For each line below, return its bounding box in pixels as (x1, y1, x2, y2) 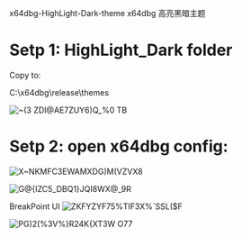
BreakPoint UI (9, 201, 60, 212)
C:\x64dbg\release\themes (9, 87, 110, 97)
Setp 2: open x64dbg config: (9, 136, 229, 157)
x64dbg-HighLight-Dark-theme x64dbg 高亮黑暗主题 (9, 8, 206, 18)
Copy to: (9, 69, 41, 80)
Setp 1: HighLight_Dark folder (9, 40, 233, 60)
